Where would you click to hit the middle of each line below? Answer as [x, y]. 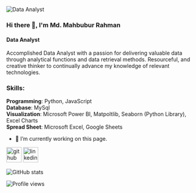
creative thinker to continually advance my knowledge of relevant [88, 66]
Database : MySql [28, 108]
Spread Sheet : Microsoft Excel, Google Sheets [65, 127]
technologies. [23, 72]
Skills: [16, 88]
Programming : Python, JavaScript [49, 101]
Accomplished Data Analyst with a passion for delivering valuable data [94, 53]
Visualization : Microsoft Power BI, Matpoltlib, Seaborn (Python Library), [96, 114]
